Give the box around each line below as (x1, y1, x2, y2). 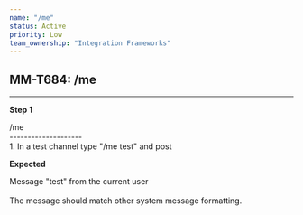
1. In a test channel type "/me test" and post (9, 141, 173, 152)
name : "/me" (9, 13, 54, 23)
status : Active (9, 22, 67, 31)
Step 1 (9, 105, 33, 116)
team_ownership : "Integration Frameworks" (9, 38, 171, 48)
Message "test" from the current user (9, 176, 149, 187)
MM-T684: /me (9, 71, 96, 87)
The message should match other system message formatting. (9, 195, 243, 206)
